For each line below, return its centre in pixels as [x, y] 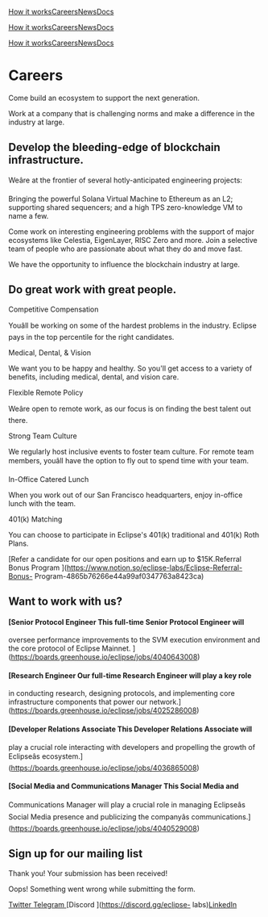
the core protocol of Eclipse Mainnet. [70, 648]
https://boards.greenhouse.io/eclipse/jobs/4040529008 [104, 828]
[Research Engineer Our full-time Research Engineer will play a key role [130, 675]
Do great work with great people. [93, 290]
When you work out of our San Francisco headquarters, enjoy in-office [126, 495]
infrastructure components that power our [78, 702]
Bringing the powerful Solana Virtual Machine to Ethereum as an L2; [121, 199]
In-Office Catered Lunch [49, 479]
